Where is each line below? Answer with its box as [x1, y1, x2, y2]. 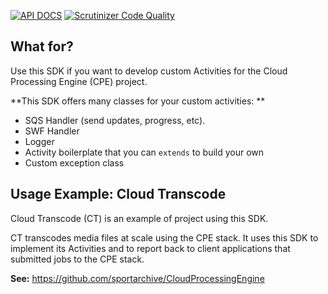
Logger [24, 135, 55, 147]
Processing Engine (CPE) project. [10, 75, 148, 87]
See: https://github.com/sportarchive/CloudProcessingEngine [10, 272, 265, 284]
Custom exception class [24, 156, 125, 169]
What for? [10, 38, 74, 55]
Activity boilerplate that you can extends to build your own [24, 146, 265, 158]
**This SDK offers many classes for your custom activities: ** [10, 95, 266, 107]
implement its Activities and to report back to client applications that [10, 242, 291, 254]
